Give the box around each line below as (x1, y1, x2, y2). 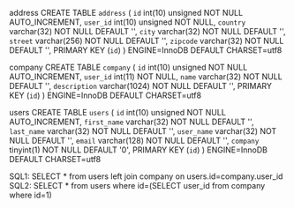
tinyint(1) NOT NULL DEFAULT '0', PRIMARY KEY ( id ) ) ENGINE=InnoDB (9, 145, 268, 155)
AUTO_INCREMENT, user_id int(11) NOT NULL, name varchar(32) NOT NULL (9, 71, 283, 82)
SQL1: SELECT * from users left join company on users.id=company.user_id (9, 171, 283, 182)
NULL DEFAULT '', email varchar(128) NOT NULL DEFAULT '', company (9, 136, 260, 145)
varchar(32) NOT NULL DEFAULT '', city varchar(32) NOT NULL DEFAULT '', (9, 26, 286, 36)
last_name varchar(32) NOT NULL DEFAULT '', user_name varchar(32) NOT (9, 126, 277, 136)
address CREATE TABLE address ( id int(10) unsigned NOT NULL (9, 8, 244, 18)
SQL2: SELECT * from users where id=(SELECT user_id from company (9, 181, 266, 190)
